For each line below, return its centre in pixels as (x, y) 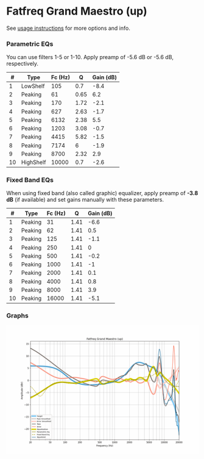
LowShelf (33, 86)
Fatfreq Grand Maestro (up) (77, 11)
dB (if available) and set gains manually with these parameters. (85, 200)
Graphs (17, 316)
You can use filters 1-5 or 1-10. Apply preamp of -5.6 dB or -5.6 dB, (90, 57)
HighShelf (33, 162)
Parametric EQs (30, 44)
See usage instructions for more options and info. (69, 28)
